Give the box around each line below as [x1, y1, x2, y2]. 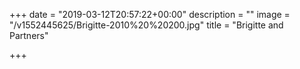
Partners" [9, 30, 49, 41]
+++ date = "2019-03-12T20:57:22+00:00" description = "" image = [9, 9, 291, 20]
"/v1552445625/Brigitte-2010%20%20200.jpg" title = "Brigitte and [9, 19, 284, 31]
